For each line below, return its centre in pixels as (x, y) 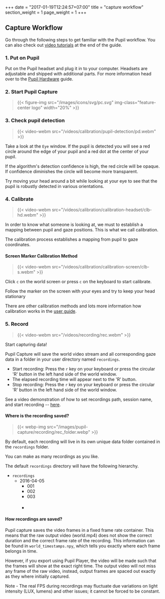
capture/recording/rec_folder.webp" (54, 432)
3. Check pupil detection (35, 120)
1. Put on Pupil (22, 58)
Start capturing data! (26, 344)
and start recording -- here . (33, 405)
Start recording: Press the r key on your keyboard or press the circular (83, 369)
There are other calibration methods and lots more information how (73, 306)
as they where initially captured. (37, 576)
